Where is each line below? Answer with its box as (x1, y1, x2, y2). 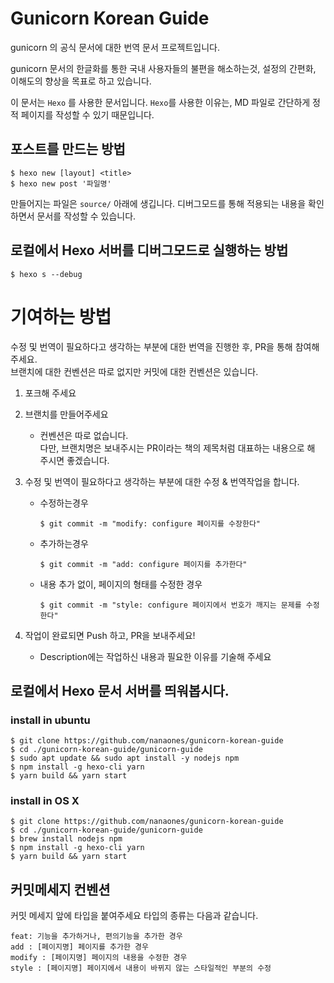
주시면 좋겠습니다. (39, 454, 110, 466)
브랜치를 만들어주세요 (24, 408, 109, 420)
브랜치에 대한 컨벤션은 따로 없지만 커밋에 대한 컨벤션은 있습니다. (10, 365, 259, 377)
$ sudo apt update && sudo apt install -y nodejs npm (10, 753, 240, 764)
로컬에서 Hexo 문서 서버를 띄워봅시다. (10, 682, 230, 699)
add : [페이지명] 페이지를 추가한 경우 (10, 942, 149, 952)
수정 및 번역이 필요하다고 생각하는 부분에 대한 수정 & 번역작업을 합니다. (24, 475, 300, 487)
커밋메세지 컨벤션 (10, 881, 111, 898)
